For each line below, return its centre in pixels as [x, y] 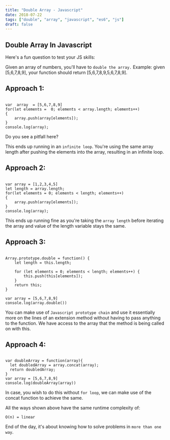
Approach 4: [26, 344]
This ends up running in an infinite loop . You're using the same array [79, 146]
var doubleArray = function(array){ [44, 361]
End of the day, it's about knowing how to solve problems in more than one [83, 427]
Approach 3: [25, 242]
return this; [28, 285]
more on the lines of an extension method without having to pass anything [83, 317]
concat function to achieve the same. [44, 398]
